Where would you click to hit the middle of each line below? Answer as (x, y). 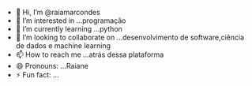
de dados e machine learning (63, 46)
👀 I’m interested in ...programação (71, 21)
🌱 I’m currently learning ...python (69, 29)
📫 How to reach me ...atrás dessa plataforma (90, 54)
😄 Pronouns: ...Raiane (52, 66)
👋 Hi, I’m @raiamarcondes (58, 12)
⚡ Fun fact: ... (37, 75)
